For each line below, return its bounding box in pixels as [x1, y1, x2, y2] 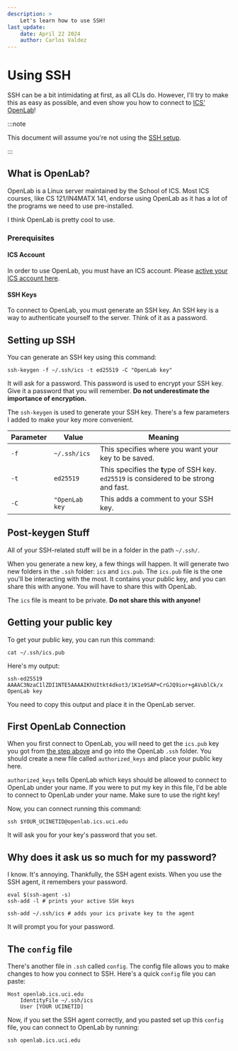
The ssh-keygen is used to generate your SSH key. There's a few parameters [7, 408, 230, 417]
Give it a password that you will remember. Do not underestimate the [7, 387, 210, 395]
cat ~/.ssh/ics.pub [7, 649, 65, 656]
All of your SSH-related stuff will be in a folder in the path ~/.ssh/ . [7, 546, 200, 554]
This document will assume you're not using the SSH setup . [7, 133, 182, 142]
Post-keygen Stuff [7, 527, 90, 539]
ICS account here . [7, 274, 60, 282]
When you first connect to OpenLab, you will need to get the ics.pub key [7, 739, 220, 748]
